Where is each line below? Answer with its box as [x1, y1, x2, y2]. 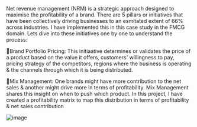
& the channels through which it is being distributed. [6, 66, 133, 73]
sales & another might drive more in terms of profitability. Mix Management [6, 84, 189, 91]
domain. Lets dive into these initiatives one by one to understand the [6, 30, 173, 37]
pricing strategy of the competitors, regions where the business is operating [6, 60, 192, 67]
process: [6, 36, 28, 43]
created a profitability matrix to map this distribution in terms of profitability [6, 96, 189, 103]
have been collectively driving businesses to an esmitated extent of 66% [6, 18, 183, 24]
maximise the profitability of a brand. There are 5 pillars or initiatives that [6, 11, 183, 18]
